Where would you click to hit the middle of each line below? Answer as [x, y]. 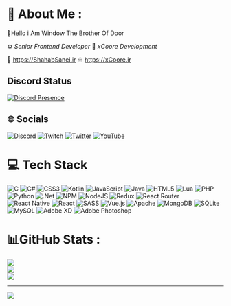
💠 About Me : [45, 14]
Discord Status [40, 81]
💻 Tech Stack [47, 165]
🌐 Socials [28, 119]
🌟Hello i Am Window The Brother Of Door [66, 33]
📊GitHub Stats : [54, 239]
